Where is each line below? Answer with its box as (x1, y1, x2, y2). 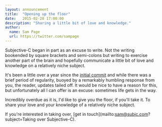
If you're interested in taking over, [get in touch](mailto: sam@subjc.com (5, 111, 148, 117)
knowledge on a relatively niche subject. (5, 62, 86, 68)
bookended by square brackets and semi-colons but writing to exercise (5, 52, 148, 58)
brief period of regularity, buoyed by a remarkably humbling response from (5, 77, 155, 83)
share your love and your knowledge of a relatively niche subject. (5, 102, 136, 108)
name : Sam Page (9, 29, 40, 34)
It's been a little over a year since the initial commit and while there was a (5, 72, 151, 78)
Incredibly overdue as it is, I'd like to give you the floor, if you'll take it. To (5, 97, 150, 102)
